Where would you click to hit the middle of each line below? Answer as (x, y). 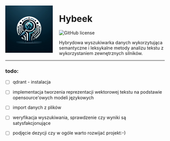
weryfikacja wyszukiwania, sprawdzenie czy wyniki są (69, 118)
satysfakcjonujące (32, 123)
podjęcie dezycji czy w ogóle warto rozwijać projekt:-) (69, 133)
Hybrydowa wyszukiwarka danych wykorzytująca (111, 42)
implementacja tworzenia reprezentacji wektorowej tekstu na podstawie (87, 92)
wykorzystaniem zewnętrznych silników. (101, 53)
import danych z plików (37, 108)
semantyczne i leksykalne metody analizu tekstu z (111, 48)
